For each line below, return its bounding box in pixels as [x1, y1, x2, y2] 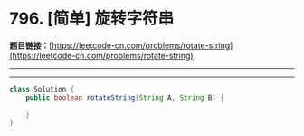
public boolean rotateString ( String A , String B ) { [25, 92, 224, 102]
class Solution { [9, 84, 75, 93]
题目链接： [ [9, 40, 52, 51]
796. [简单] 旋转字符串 [9, 8, 175, 29]
